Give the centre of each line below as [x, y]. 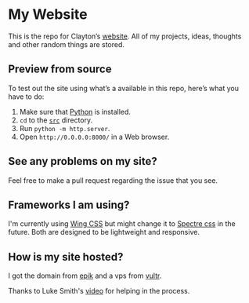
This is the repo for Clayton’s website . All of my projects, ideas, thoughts [125, 36]
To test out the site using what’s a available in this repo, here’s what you [123, 88]
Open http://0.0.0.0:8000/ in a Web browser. [94, 137]
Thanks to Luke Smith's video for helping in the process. [99, 291]
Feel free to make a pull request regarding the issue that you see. [113, 180]
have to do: [26, 97]
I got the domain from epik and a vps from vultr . [85, 276]
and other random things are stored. [67, 44]
